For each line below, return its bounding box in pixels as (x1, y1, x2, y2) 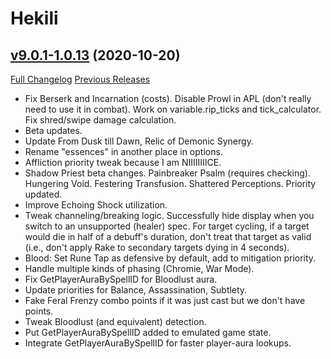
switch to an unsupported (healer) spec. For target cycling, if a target (24, 220, 310, 232)
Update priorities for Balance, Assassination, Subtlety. (24, 284, 248, 296)
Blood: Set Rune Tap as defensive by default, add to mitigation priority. (24, 252, 317, 264)
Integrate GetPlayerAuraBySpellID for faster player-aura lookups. (24, 337, 292, 349)
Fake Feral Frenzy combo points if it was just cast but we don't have (24, 295, 306, 306)
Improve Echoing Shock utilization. (24, 199, 168, 211)
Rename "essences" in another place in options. (24, 146, 223, 157)
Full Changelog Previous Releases (10, 73, 151, 85)
